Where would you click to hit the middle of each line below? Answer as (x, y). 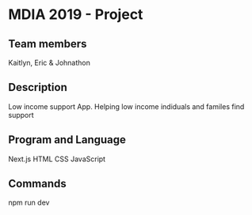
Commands (38, 184)
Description (38, 87)
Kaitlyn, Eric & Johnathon (50, 62)
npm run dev (29, 202)
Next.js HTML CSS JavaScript (57, 159)
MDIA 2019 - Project (76, 15)
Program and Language (67, 140)
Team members (48, 44)
